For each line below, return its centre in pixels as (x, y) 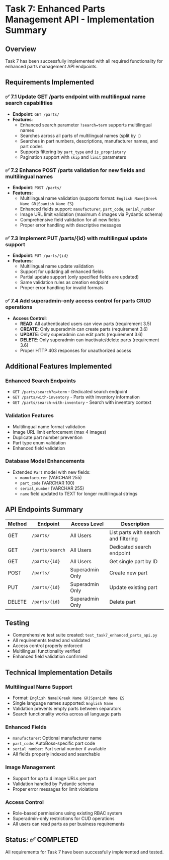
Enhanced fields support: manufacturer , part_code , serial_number (88, 209)
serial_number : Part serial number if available (59, 749)
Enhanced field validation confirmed (50, 657)
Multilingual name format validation (49, 426)
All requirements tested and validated (51, 641)
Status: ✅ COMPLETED (42, 840)
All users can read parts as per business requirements (68, 824)
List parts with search (135, 532)
